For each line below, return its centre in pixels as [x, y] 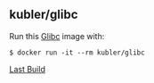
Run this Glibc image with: [57, 36]
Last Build [28, 69]
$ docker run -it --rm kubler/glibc [77, 53]
